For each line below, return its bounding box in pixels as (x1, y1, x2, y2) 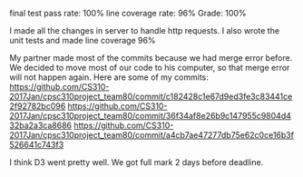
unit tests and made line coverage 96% (9, 35, 156, 45)
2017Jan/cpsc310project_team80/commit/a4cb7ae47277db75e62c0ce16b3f (9, 130, 295, 140)
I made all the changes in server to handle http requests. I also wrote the (9, 25, 279, 35)
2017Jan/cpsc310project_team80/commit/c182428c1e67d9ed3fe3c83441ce (9, 91, 293, 102)
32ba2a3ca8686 (9, 120, 73, 131)
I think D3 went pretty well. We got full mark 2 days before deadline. (9, 157, 264, 167)
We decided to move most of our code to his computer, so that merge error (9, 63, 290, 73)
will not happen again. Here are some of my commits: (9, 72, 209, 83)
